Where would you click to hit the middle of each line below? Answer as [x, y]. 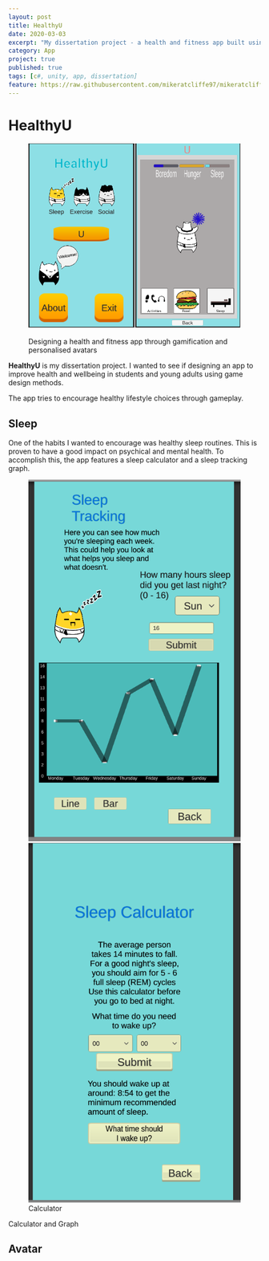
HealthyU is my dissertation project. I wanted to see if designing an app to [131, 366]
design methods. [36, 383]
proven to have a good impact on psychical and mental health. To [116, 451]
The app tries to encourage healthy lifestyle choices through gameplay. [126, 398]
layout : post [30, 17]
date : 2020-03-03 [37, 34]
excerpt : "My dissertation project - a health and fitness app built [127, 43]
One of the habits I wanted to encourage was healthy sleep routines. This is [133, 443]
